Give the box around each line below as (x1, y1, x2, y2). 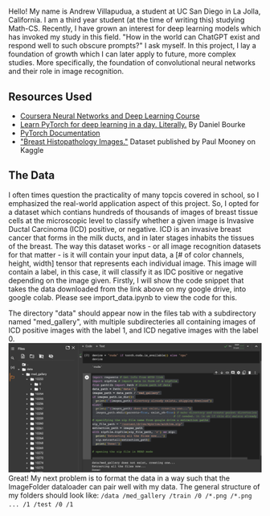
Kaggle (19, 146, 44, 155)
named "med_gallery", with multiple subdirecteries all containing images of (8, 316, 256, 326)
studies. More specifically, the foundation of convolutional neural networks (8, 58, 256, 68)
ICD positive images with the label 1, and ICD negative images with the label (8, 325, 259, 335)
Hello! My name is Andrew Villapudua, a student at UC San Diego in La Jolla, (8, 6, 261, 16)
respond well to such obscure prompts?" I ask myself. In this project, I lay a (8, 41, 257, 51)
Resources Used (8, 89, 92, 103)
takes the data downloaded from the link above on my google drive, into (8, 284, 247, 294)
